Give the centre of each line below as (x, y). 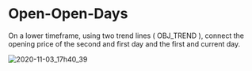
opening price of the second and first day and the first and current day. (124, 43)
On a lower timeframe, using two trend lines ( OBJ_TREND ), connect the (126, 35)
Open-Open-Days (68, 14)
